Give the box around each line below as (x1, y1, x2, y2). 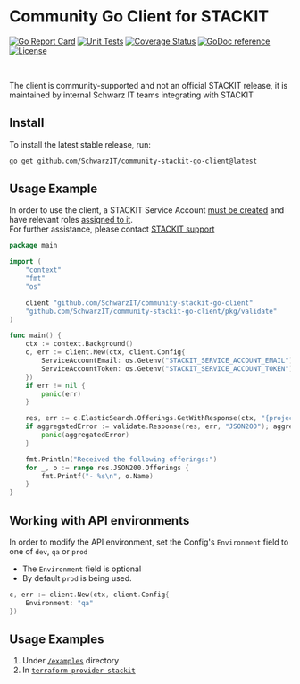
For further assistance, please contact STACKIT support (9, 224, 215, 234)
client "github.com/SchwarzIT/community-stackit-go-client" (25, 298, 254, 308)
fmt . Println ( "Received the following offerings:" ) (25, 454, 218, 464)
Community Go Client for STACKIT (9, 6, 270, 27)
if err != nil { (25, 381, 87, 390)
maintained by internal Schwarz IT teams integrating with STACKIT (9, 89, 254, 100)
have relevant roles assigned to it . (9, 215, 134, 225)
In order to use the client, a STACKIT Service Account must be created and (9, 205, 284, 215)
